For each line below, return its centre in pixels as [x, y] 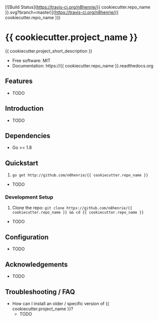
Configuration [27, 237]
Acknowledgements [36, 264]
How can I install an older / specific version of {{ [61, 303]
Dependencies [28, 135]
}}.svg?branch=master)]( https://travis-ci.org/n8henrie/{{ [62, 12]
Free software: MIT [31, 60]
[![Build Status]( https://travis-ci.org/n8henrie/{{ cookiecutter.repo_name [78, 7]
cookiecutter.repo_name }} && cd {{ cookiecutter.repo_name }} [78, 213]
